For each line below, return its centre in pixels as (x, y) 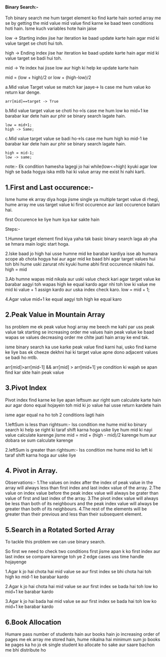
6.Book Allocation (33, 622)
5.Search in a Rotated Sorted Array (60, 530)
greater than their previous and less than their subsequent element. (74, 514)
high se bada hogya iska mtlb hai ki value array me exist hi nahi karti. (75, 172)
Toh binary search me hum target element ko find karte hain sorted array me (83, 18)
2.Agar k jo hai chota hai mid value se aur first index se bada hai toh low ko (82, 587)
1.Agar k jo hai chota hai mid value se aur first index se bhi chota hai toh (78, 572)
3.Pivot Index (26, 388)
